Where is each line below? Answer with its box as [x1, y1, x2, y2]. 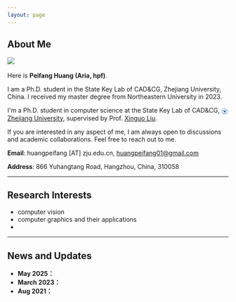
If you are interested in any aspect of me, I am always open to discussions [7, 127, 222, 136]
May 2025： [17, 270, 55, 278]
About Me [7, 39, 51, 51]
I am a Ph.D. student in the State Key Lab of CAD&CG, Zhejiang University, [7, 85, 222, 94]
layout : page [7, 11, 46, 18]
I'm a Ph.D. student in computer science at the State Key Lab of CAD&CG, [7, 106, 220, 115]
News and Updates [7, 250, 93, 262]
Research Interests [7, 189, 92, 201]
